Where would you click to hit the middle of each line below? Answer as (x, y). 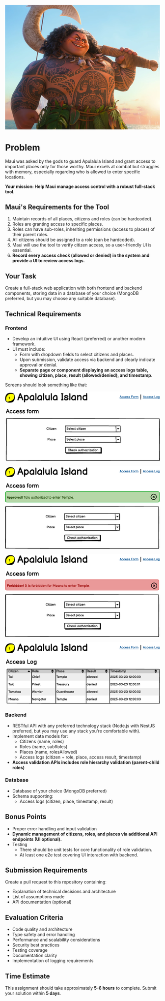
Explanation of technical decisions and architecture (64, 892)
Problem (23, 147)
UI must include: (29, 349)
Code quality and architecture (42, 929)
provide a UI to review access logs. (48, 261)
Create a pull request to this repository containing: (56, 882)
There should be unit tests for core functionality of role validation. (86, 849)
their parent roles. (30, 235)
